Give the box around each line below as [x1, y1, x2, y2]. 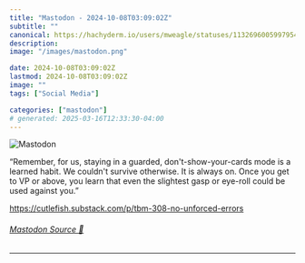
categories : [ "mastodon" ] [9, 106, 107, 115]
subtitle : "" [9, 22, 59, 31]
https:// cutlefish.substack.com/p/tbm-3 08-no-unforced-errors [9, 203, 244, 214]
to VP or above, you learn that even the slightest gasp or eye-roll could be [9, 176, 286, 187]
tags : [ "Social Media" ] [9, 88, 100, 98]
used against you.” [9, 186, 79, 197]
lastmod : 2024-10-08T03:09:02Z [9, 72, 128, 82]
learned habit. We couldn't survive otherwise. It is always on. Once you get [9, 166, 290, 177]
